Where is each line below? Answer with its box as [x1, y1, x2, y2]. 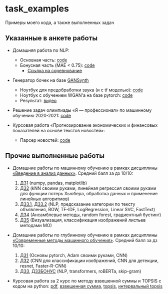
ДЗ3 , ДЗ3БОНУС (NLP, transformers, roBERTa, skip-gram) [19, 268, 141, 274]
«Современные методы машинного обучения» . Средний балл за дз [12, 237, 157, 243]
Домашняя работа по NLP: [12, 47, 70, 53]
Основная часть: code [19, 57, 67, 63]
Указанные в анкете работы [5, 34, 98, 42]
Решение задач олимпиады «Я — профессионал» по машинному [12, 107, 152, 113]
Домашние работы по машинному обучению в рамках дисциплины [12, 165, 157, 171]
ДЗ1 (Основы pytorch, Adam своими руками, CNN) [19, 252, 128, 258]
